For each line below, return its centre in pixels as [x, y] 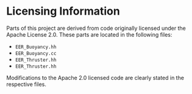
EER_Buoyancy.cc [36, 53]
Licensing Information [63, 11]
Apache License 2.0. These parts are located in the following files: [89, 34]
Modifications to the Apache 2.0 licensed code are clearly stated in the [95, 78]
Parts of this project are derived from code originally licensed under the [96, 28]
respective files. [27, 84]
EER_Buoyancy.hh [36, 47]
